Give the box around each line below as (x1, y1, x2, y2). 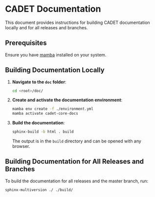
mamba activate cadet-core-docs (12, 111, 78, 116)
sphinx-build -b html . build (12, 129, 74, 135)
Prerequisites (5, 39, 47, 47)
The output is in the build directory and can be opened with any (12, 138, 142, 144)
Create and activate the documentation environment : (12, 97, 123, 103)
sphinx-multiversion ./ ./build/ (5, 187, 73, 192)
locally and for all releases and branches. (5, 24, 88, 30)
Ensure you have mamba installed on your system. (5, 52, 107, 58)
